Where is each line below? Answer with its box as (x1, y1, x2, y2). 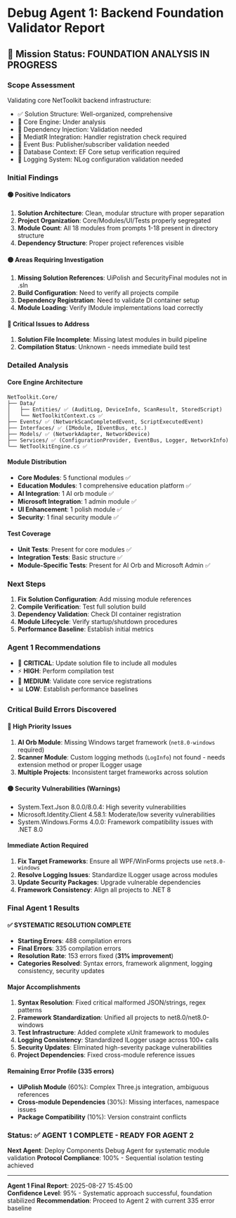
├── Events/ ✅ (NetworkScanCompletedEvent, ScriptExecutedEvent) (7, 418, 204, 425)
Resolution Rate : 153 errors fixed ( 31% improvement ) (17, 952, 174, 960)
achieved (7, 1161, 34, 1169)
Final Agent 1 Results (7, 903, 80, 913)
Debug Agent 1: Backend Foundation (7, 5, 224, 21)
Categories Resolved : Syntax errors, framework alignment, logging (17, 959, 213, 968)
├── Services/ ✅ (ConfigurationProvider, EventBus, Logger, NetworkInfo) (7, 437, 230, 444)
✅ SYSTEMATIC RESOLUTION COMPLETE (7, 921, 132, 929)
